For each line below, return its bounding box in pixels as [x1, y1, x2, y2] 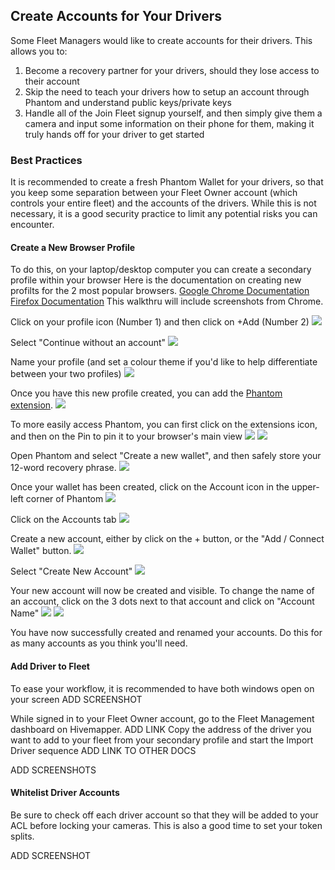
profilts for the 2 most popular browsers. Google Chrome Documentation [10, 285, 310, 297]
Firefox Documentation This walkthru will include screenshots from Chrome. [10, 295, 324, 308]
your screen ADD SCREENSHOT [10, 693, 143, 705]
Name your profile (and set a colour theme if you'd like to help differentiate [10, 356, 318, 368]
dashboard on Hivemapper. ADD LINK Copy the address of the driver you [10, 723, 312, 735]
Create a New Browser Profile [10, 241, 136, 253]
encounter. [10, 219, 55, 231]
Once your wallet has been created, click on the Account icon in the [10, 481, 290, 493]
